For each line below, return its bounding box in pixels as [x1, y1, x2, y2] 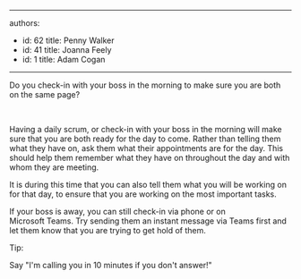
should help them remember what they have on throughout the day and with [9, 153, 290, 163]
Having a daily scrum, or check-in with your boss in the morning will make [9, 124, 282, 134]
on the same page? [9, 89, 81, 99]
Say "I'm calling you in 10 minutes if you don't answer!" [9, 260, 212, 270]
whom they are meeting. [9, 162, 99, 173]
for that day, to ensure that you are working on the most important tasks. [9, 189, 278, 199]
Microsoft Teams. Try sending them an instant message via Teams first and [9, 216, 287, 226]
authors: [9, 18, 40, 28]
